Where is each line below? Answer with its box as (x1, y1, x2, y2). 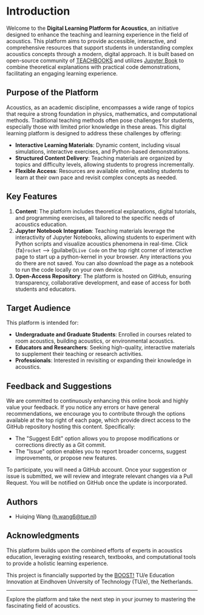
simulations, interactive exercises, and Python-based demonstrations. (15, 148, 190, 155)
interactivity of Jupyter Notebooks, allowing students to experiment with (15, 233, 196, 241)
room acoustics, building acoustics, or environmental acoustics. (15, 337, 175, 345)
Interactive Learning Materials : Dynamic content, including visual (15, 141, 180, 149)
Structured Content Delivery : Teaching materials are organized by (15, 154, 183, 162)
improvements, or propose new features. (15, 454, 117, 461)
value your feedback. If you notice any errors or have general (6, 403, 160, 411)
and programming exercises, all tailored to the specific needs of (15, 214, 175, 221)
